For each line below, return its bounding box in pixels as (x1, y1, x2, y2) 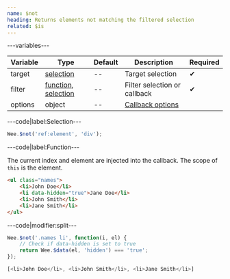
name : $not (7, 10, 38, 17)
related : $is (7, 23, 44, 29)
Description (134, 57, 173, 67)
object (44, 100, 66, 109)
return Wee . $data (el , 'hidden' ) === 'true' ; (19, 247, 149, 254)
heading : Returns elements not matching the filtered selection (7, 16, 194, 23)
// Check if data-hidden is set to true (19, 241, 136, 248)
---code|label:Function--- (7, 143, 80, 151)
